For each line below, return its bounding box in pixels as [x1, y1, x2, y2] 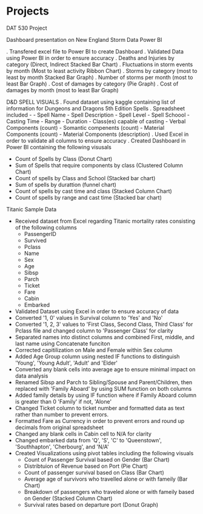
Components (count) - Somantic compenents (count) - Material [6, 124, 165, 131]
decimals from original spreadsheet [15, 424, 104, 431]
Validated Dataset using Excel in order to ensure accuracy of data [15, 308, 179, 315]
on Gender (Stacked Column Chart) [24, 495, 113, 502]
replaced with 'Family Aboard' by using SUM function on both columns [15, 385, 192, 392]
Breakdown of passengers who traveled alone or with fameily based [24, 488, 195, 495]
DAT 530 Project [6, 24, 47, 32]
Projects [6, 4, 50, 18]
